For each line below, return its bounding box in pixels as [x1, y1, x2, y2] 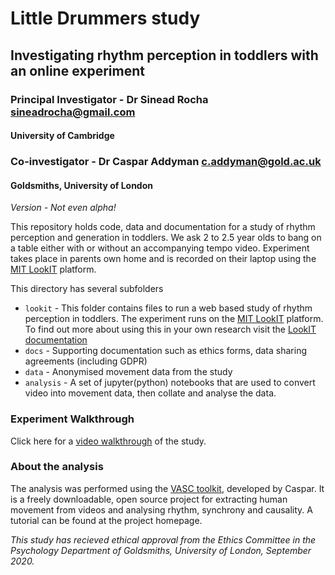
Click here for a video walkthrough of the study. [10, 435, 207, 447]
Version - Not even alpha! [10, 202, 117, 214]
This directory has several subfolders [10, 283, 164, 295]
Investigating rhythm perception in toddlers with [10, 47, 319, 64]
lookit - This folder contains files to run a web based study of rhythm [24, 302, 313, 314]
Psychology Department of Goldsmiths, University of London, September [10, 544, 312, 556]
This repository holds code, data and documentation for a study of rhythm [10, 221, 316, 233]
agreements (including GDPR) [24, 355, 148, 367]
